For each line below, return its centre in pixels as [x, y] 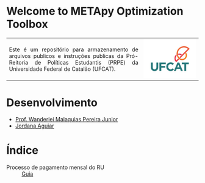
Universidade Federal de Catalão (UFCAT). [62, 69]
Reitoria [19, 62]
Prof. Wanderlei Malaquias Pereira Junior [67, 120]
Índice [22, 150]
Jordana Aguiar [34, 126]
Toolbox [27, 24]
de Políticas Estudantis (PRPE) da [86, 62]
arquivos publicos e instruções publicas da [66, 56]
